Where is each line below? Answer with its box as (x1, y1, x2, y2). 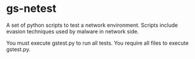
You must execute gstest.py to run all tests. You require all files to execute (6, 39, 189, 46)
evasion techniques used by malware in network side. (6, 27, 139, 35)
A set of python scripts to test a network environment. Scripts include (6, 21, 178, 29)
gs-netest (6, 2, 57, 15)
